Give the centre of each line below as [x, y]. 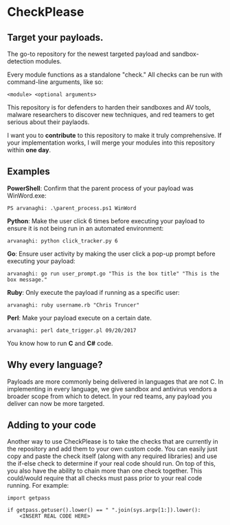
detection [21, 61]
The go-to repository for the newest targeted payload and [89, 54]
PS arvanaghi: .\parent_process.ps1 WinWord [72, 208]
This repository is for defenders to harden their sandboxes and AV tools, [109, 107]
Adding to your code [51, 425]
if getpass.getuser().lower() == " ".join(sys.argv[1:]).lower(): [104, 511]
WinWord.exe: [27, 195]
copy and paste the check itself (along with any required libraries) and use [112, 456]
